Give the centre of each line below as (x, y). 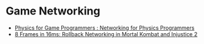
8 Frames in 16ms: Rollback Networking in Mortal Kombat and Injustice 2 (106, 34)
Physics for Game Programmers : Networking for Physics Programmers (104, 28)
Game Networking (53, 11)
